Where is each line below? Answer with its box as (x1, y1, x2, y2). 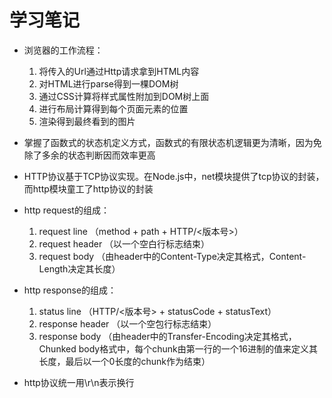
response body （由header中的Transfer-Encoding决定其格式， (38, 330, 297, 342)
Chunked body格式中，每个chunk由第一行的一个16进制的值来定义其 (38, 342, 319, 355)
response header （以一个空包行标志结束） (38, 317, 217, 330)
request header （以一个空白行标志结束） (38, 237, 211, 250)
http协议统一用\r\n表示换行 (23, 376, 135, 388)
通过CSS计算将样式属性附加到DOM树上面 (38, 90, 210, 102)
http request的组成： (23, 204, 110, 216)
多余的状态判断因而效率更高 (41, 149, 156, 161)
